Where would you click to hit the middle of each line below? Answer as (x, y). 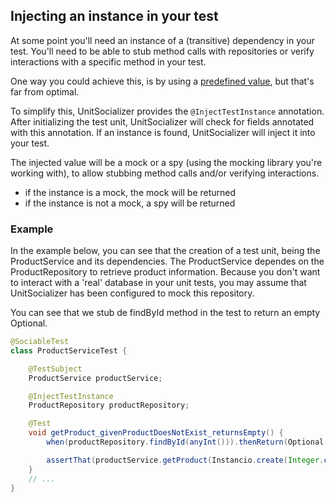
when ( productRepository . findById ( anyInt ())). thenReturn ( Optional (185, 442)
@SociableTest (40, 342)
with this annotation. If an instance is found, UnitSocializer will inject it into (163, 132)
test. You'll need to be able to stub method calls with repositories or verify (162, 51)
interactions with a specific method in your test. (108, 61)
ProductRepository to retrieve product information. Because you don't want (165, 272)
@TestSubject (55, 369)
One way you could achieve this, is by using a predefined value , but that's (162, 81)
